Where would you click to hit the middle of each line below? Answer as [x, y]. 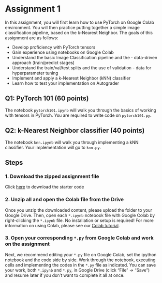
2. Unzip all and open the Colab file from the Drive [65, 200]
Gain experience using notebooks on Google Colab [63, 52]
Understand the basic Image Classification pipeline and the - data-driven [85, 57]
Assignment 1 [33, 9]
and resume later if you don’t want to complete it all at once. [65, 275]
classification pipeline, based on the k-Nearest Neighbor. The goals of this [79, 32]
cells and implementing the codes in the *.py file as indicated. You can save [81, 265]
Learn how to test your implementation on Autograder [66, 83]
